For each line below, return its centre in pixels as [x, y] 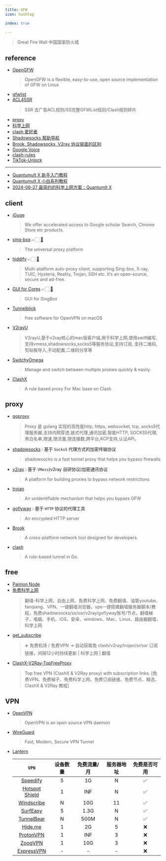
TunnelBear [32, 819]
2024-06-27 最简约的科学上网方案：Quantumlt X [62, 187]
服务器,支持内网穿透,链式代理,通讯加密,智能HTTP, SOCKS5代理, [93, 432]
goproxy [21, 416]
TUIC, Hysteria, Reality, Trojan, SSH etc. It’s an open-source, [86, 274]
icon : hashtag [20, 14]
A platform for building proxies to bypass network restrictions [87, 479]
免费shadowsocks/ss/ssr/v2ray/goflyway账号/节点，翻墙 [91, 613]
